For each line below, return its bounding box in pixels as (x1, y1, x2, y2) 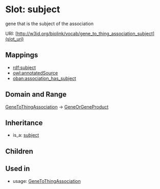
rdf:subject (12, 64, 36, 70)
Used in (5, 164, 30, 173)
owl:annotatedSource (12, 70, 58, 76)
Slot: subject (5, 4, 60, 15)
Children (5, 147, 33, 156)
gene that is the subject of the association (5, 20, 94, 27)
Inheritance (5, 118, 43, 127)
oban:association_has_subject (12, 75, 77, 81)
